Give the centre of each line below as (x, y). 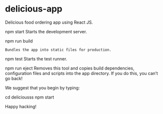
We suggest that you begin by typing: (42, 87)
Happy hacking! (21, 106)
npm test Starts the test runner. (36, 58)
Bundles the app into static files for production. (58, 50)
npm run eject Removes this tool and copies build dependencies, (70, 68)
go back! (14, 78)
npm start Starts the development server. (46, 31)
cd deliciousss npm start (30, 97)
